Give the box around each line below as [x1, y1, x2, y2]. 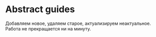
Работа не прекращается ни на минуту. [5, 25, 91, 31]
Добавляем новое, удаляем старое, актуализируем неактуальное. [5, 20, 151, 26]
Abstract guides [5, 4, 75, 15]
